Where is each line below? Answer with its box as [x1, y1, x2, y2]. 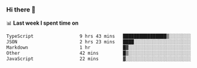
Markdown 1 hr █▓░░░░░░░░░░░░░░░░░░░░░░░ [6, 45, 191, 51]
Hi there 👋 [6, 5, 36, 14]
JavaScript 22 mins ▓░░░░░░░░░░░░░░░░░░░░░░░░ [6, 55, 191, 62]
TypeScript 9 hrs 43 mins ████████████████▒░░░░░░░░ [6, 33, 191, 40]
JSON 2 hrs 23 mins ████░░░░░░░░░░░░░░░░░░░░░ [6, 39, 191, 45]
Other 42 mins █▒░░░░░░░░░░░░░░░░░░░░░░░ [6, 50, 191, 56]
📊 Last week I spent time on [6, 19, 79, 26]
